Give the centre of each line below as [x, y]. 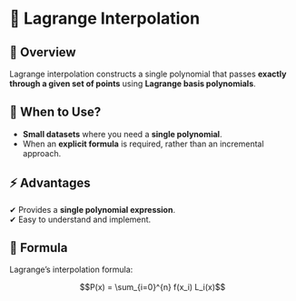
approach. [42, 153]
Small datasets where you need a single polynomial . [122, 134]
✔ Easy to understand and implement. [80, 219]
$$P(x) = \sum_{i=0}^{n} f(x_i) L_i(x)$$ [153, 287]
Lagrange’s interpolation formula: [71, 270]
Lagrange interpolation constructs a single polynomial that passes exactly [148, 74]
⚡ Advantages [50, 183]
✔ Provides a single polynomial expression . [92, 209]
